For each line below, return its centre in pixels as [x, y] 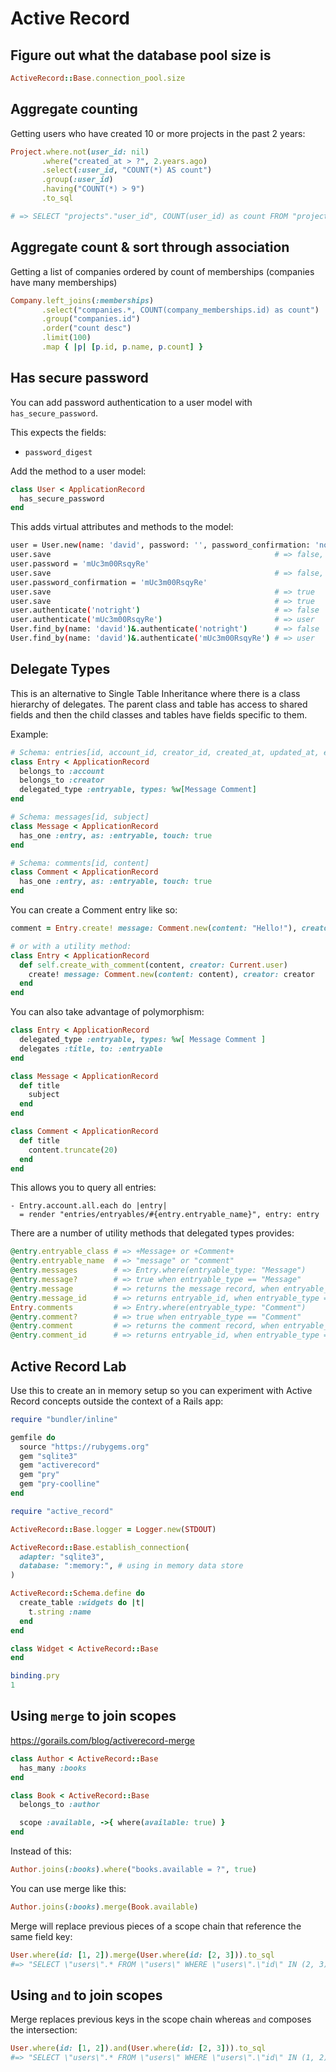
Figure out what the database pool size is [141, 55]
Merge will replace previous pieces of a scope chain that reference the [156, 1926]
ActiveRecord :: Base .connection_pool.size [98, 78]
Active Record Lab [68, 1366]
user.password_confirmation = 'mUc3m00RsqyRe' [109, 582]
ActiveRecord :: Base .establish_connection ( [100, 1547]
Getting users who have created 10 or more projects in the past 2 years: [158, 133]
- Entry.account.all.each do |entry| [89, 1206]
